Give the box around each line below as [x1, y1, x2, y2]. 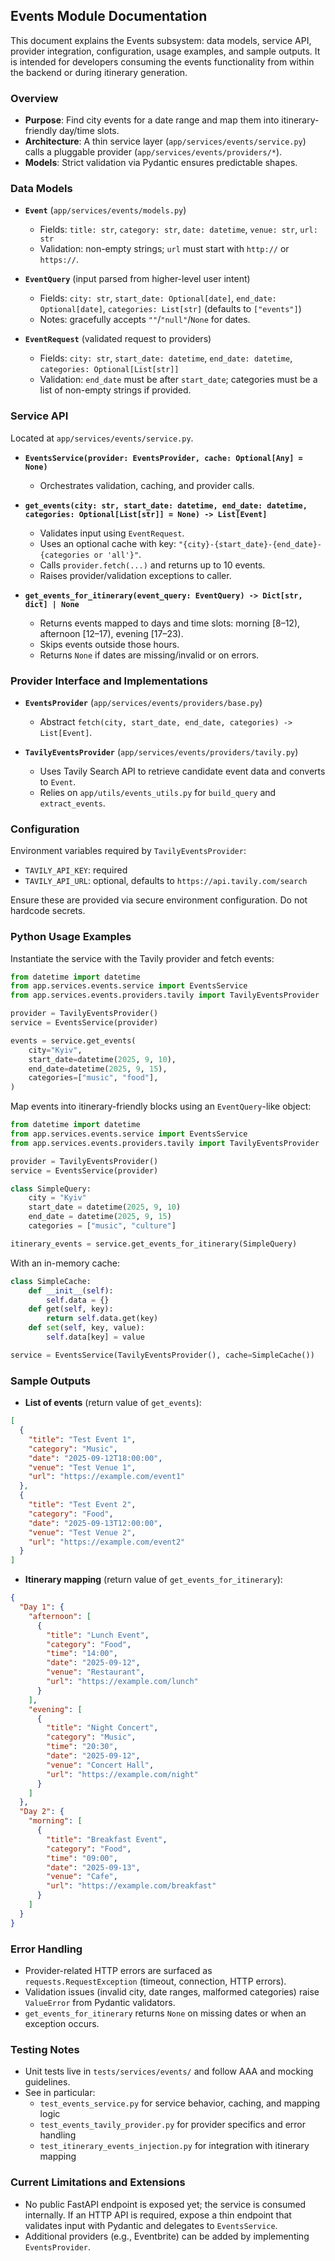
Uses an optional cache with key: [39, 537, 177, 549]
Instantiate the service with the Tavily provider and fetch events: [10, 952, 275, 964]
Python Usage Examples [10, 930, 132, 944]
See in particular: [24, 2087, 96, 2099]
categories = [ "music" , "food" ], [28, 1073, 159, 1083]
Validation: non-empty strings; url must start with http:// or [39, 243, 290, 255]
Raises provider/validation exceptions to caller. [39, 569, 232, 581]
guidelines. [24, 2076, 71, 2088]
